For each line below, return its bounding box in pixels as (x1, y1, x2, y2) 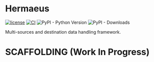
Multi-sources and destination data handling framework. (5, 29, 121, 35)
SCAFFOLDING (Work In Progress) (5, 47, 150, 58)
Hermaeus (5, 3, 49, 14)
